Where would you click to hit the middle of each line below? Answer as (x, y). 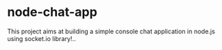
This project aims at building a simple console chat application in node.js (111, 31)
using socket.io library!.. (42, 38)
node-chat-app (52, 12)
